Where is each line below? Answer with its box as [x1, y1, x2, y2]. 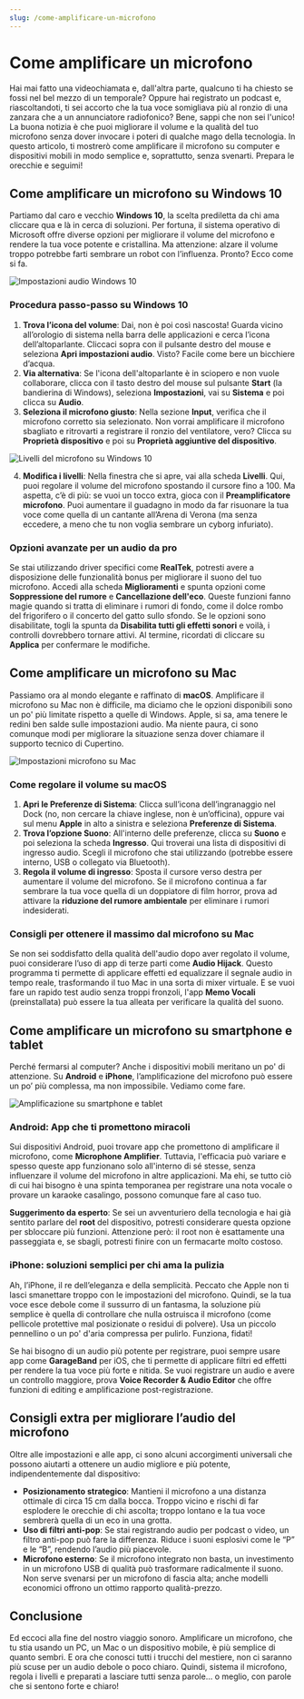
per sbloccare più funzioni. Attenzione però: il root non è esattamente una [9, 1227, 285, 1237]
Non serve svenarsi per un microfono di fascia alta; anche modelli [22, 1573, 269, 1584]
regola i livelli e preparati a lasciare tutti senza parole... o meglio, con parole [9, 1671, 292, 1682]
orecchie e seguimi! [9, 160, 83, 171]
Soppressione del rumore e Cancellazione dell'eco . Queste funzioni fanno [9, 591, 291, 601]
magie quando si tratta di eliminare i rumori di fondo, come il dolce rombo [9, 601, 284, 611]
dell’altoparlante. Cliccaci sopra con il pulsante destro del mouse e [22, 338, 271, 350]
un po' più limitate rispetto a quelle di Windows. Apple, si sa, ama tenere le [9, 709, 288, 720]
